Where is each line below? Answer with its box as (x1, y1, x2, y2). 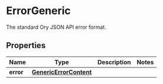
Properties (6, 41, 46, 51)
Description (97, 58, 131, 66)
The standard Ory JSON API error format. (6, 23, 107, 31)
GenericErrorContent (31, 68, 92, 76)
